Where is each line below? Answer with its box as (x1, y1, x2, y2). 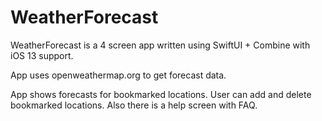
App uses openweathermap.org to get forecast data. (10, 69, 227, 81)
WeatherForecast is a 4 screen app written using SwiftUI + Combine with (10, 39, 311, 51)
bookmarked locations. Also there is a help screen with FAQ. (10, 99, 258, 111)
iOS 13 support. (10, 49, 74, 61)
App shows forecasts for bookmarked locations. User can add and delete (10, 88, 312, 100)
